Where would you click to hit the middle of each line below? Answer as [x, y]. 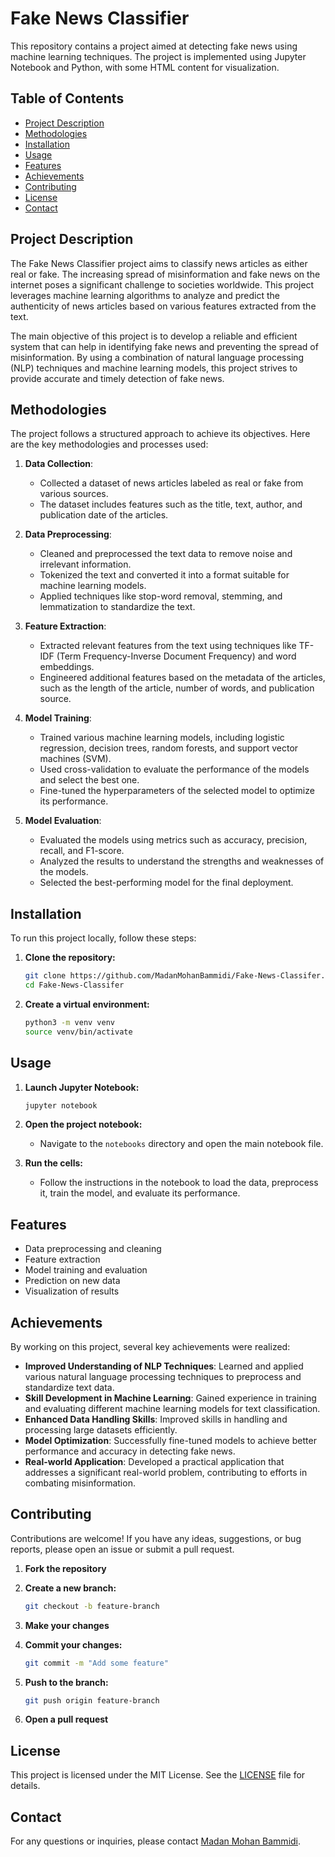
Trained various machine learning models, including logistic [162, 738]
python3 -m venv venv [70, 1022]
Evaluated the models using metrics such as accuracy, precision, [173, 840]
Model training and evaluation [86, 1270]
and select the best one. [89, 780]
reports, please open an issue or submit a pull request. [122, 1549]
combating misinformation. [80, 1483]
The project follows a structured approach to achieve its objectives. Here [160, 434]
